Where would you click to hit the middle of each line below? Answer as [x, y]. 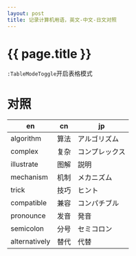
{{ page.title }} [49, 54]
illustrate [25, 164]
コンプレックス [102, 152]
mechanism [29, 177]
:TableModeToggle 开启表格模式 [50, 73]
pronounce [28, 216]
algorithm [26, 139]
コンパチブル [99, 203]
